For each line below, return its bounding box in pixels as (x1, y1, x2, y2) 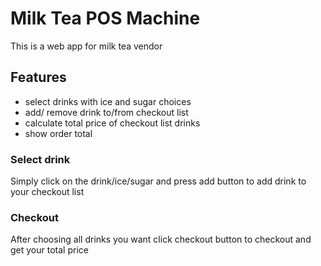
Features (10, 69, 67, 86)
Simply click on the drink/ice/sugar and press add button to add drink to (10, 175, 307, 187)
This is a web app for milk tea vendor (10, 40, 163, 52)
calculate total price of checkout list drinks (24, 117, 201, 129)
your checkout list (10, 186, 85, 198)
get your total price (10, 244, 89, 256)
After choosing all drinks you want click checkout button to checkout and (10, 233, 312, 246)
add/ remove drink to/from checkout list (24, 106, 189, 118)
